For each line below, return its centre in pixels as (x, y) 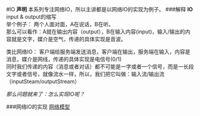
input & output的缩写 (31, 17)
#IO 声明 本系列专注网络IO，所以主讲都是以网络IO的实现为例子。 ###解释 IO (100, 9)
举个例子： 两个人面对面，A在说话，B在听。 (60, 24)
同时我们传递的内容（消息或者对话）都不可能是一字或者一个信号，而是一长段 (100, 67)
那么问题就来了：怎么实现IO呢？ (46, 94)
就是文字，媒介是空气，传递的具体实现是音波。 (68, 39)
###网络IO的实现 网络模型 (38, 107)
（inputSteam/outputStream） (43, 81)
